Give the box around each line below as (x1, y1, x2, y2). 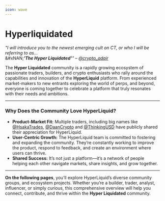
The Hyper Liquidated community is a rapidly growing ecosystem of (5, 64, 144, 70)
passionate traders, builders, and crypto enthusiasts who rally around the (5, 70, 153, 76)
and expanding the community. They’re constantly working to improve (12, 140, 154, 145)
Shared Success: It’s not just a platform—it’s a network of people (12, 155, 144, 161)
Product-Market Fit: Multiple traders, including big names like (12, 118, 138, 124)
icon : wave (5, 7, 27, 12)
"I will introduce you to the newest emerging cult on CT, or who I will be (5, 45, 150, 51)
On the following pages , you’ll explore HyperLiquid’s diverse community (5, 174, 152, 180)
